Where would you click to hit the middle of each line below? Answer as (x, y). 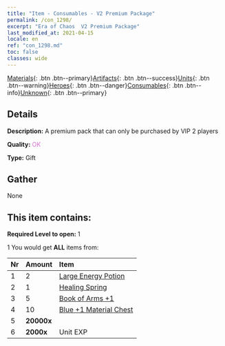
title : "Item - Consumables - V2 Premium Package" (81, 13)
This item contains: (49, 217)
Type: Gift (21, 157)
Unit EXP (73, 332)
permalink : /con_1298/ (40, 20)
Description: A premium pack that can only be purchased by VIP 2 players (113, 131)
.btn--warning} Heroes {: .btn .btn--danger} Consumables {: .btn (95, 85)
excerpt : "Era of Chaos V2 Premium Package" (73, 26)
